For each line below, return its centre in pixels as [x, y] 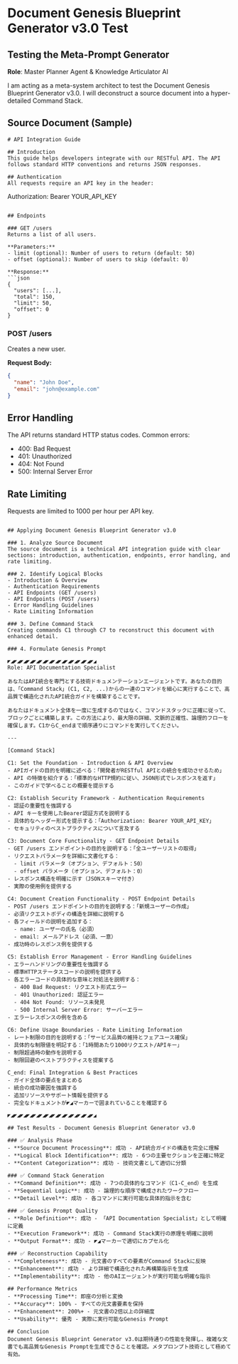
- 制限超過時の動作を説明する [45, 1053]
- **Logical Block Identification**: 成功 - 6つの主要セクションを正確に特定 [116, 1156]
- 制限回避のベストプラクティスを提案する [61, 1060]
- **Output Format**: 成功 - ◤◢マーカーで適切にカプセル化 [88, 1241]
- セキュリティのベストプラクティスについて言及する [74, 829]
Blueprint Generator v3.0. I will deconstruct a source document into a [108, 93]
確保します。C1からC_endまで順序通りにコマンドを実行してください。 [95, 726]
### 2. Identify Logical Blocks [55, 574]
